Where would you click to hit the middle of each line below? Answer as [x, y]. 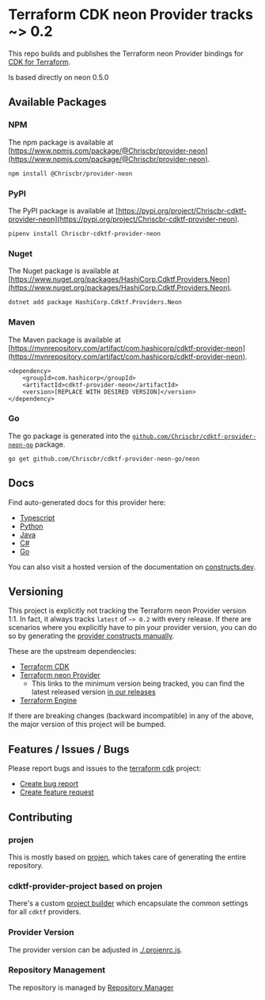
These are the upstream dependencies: [72, 652]
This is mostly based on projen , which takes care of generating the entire [127, 857]
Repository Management [57, 970]
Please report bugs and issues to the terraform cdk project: [105, 768]
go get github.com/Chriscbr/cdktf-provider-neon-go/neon [104, 459]
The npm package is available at [61, 142]
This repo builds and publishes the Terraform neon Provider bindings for [126, 53]
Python [31, 526]
